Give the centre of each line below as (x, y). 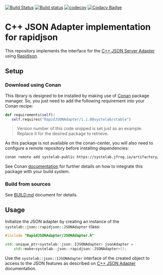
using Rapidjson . (22, 56)
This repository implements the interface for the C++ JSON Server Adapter (80, 50)
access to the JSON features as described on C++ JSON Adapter (70, 263)
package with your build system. (38, 172)
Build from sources (28, 184)
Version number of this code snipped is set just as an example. (80, 129)
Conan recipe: (19, 106)
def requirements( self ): (30, 115)
